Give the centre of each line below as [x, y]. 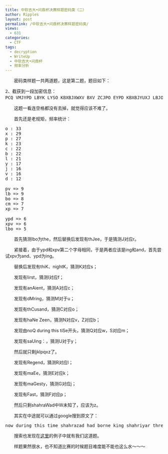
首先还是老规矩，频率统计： [42, 119]
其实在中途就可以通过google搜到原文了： [56, 416]
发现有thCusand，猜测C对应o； [47, 309]
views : [12, 29]
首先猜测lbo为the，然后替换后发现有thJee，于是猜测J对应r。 [76, 239]
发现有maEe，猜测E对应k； [42, 373]
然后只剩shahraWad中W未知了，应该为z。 [57, 405]
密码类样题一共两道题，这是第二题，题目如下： [62, 81]
